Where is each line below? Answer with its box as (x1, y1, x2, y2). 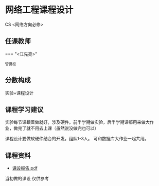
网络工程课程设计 (5, 4, 74, 16)
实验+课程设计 (5, 90, 34, 95)
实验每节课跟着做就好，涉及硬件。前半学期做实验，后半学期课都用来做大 (5, 119, 150, 125)
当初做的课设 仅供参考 (5, 176, 49, 182)
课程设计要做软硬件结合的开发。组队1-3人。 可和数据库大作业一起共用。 (5, 136, 149, 142)
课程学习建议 (5, 105, 44, 113)
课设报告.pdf (12, 165, 38, 171)
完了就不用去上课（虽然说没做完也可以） (18, 125, 99, 131)
